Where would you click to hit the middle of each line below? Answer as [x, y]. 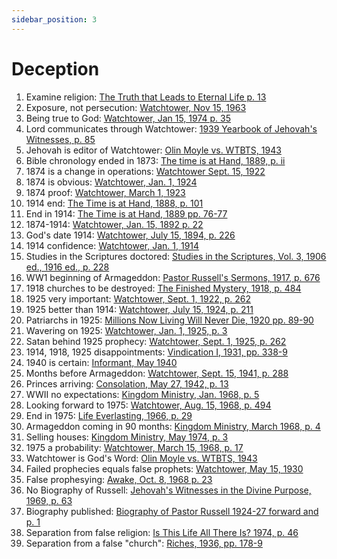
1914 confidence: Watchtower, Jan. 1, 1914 [112, 245]
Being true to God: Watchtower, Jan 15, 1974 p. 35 [128, 118]
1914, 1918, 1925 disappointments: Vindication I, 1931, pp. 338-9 [156, 352]
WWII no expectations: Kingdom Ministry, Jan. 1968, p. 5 [142, 394]
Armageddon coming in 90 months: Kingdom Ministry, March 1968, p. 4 [173, 426]
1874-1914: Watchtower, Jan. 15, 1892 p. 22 [114, 224]
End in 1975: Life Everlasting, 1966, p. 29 [109, 415]
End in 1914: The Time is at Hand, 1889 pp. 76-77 [126, 213]
